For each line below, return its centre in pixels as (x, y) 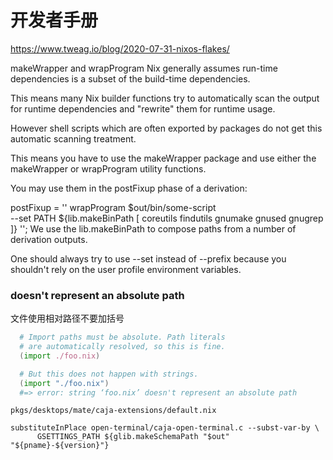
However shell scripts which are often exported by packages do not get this (166, 128)
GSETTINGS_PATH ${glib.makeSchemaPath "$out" (133, 437)
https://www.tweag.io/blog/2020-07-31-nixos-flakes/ (120, 48)
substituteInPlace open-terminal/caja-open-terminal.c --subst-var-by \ (165, 428)
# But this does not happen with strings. (109, 374)
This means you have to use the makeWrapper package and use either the (163, 158)
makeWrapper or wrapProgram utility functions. (108, 168)
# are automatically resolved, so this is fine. (122, 347)
